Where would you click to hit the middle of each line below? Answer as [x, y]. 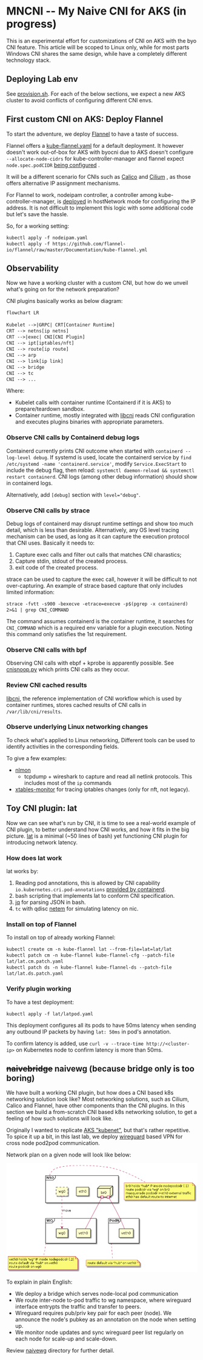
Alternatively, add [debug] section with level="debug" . [73, 494]
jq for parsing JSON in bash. [50, 902]
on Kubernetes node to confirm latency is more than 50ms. [89, 1050]
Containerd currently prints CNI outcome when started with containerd [95, 451]
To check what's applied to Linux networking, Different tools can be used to [101, 740]
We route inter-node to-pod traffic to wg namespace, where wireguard [103, 1300]
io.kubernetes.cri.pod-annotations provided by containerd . [90, 889]
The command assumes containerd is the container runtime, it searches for [100, 621]
